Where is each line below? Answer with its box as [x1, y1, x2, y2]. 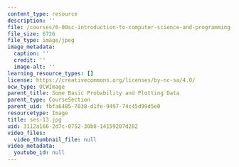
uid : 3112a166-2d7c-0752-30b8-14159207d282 [7, 122, 139, 130]
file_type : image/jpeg [7, 37, 75, 44]
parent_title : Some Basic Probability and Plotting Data [7, 90, 180, 97]
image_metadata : [7, 43, 55, 50]
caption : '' [14, 50, 50, 58]
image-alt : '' [14, 63, 55, 70]
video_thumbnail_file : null [14, 136, 97, 143]
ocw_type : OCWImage [7, 83, 65, 90]
